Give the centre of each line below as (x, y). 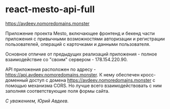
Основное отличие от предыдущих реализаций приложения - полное (81, 54)
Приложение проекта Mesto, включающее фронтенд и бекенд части (80, 33)
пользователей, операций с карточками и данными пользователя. (78, 44)
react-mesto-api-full (50, 9)
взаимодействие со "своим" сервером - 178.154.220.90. (67, 59)
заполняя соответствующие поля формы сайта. (57, 91)
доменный (17, 80)
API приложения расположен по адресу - (51, 69)
